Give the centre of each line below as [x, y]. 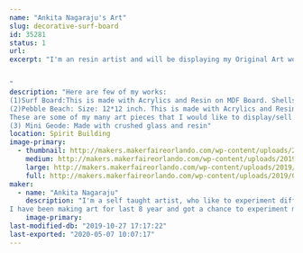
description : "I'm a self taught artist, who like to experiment [151, 201]
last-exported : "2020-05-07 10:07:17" [82, 234]
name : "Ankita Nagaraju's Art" [68, 18]
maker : [22, 184]
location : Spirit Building [60, 134]
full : [36, 176]
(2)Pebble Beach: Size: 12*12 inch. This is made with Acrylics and [141, 109]
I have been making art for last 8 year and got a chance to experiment [149, 209]
